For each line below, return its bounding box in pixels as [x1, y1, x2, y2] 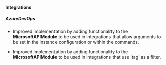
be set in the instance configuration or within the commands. [12, 39, 139, 45]
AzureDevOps [5, 16, 35, 22]
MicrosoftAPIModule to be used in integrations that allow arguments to [12, 33, 161, 40]
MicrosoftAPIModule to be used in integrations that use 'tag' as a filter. [12, 54, 161, 60]
